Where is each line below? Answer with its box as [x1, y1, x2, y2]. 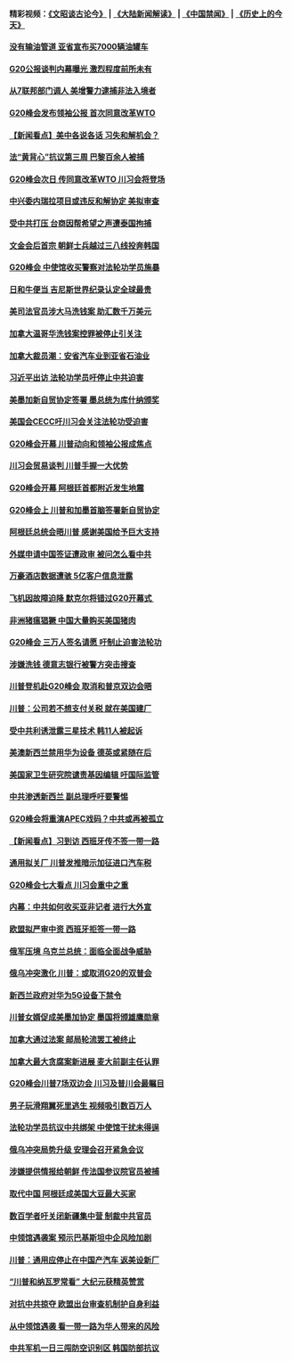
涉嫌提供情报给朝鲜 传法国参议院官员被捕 [9, 1166, 160, 1177]
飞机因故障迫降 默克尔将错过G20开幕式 [9, 593, 153, 603]
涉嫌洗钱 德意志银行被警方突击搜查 [9, 659, 136, 669]
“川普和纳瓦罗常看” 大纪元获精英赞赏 [9, 1276, 145, 1287]
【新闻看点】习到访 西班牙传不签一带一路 [9, 835, 160, 846]
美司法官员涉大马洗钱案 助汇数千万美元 [9, 306, 152, 316]
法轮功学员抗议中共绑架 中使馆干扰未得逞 [9, 1122, 160, 1133]
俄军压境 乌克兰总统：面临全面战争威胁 [9, 946, 152, 956]
